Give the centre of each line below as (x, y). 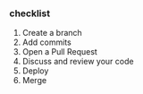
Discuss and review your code (78, 62)
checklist (30, 13)
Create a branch (52, 33)
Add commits (46, 42)
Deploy (35, 71)
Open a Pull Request (60, 52)
